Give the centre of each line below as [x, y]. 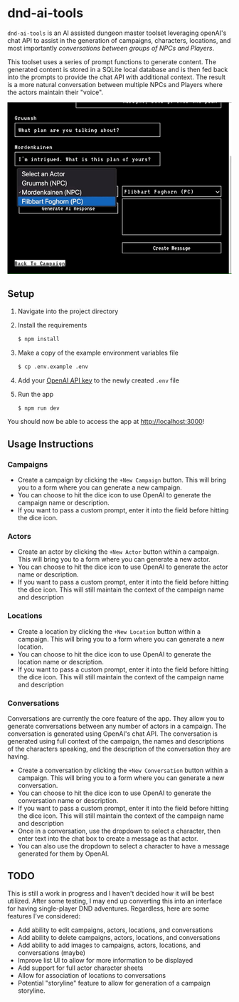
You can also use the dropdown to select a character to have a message [123, 846]
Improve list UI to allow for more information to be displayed [105, 960]
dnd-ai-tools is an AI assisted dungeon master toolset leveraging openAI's [117, 33]
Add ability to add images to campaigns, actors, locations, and [109, 945]
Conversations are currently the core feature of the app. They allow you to [116, 719]
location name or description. [61, 662]
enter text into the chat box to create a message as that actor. [108, 839]
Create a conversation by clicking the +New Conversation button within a [123, 770]
